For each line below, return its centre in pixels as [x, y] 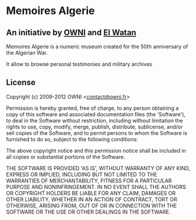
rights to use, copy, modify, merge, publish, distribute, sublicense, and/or [94, 127]
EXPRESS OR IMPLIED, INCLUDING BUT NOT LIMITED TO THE [82, 174]
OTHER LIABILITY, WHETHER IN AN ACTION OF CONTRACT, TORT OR [92, 199]
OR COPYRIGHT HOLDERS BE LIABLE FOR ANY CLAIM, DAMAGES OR [91, 193]
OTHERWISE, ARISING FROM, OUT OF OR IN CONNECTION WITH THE [92, 205]
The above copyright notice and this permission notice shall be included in [96, 150]
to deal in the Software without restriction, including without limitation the [94, 120]
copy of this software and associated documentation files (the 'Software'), [96, 114]
